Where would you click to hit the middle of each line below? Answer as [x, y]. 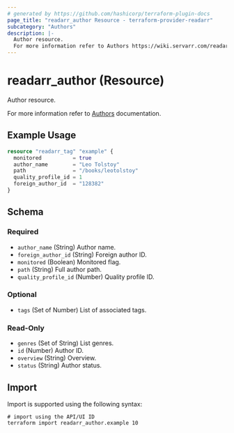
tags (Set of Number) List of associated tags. [82, 310]
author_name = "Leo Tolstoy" [67, 165]
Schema [25, 212]
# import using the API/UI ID [51, 417]
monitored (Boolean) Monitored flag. [69, 261]
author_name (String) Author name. [67, 247]
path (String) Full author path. [60, 269]
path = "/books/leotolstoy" [76, 171]
